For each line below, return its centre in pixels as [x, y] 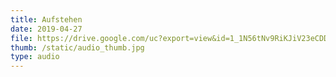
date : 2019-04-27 [46, 29]
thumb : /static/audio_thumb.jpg [77, 47]
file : [21, 38]
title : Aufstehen [46, 19]
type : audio [35, 57]
